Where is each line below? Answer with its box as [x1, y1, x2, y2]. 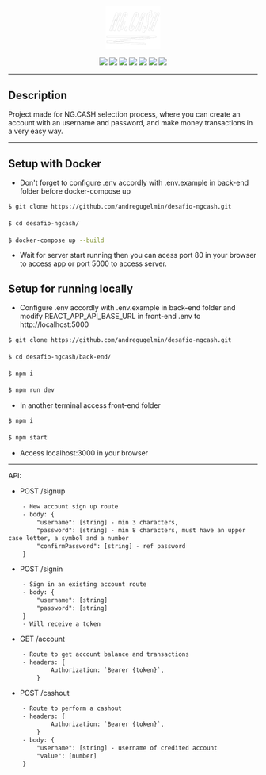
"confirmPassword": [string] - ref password [36, 542, 186, 550]
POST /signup [19, 486, 66, 496]
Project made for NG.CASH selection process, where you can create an [8, 109, 241, 119]
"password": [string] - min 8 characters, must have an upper [36, 526, 246, 534]
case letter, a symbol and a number [8, 534, 129, 542]
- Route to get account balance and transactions [22, 650, 190, 658]
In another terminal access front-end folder [19, 401, 161, 410]
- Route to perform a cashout [22, 704, 123, 712]
